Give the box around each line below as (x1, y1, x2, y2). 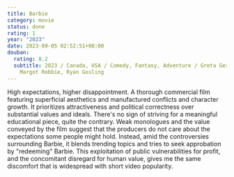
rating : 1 (7, 29, 36, 37)
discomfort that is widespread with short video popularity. (7, 162, 173, 170)
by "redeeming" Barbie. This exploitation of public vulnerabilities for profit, (7, 147, 221, 155)
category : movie (7, 17, 54, 24)
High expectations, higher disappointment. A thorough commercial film (7, 88, 210, 96)
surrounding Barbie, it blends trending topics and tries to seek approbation (7, 139, 221, 148)
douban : (7, 49, 30, 56)
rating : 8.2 (13, 56, 49, 63)
